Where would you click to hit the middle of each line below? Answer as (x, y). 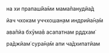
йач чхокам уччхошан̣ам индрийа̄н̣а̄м (55, 20)
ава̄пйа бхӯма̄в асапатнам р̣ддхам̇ (51, 32)
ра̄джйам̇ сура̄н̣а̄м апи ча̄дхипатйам (53, 44)
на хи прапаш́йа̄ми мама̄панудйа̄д (50, 9)
